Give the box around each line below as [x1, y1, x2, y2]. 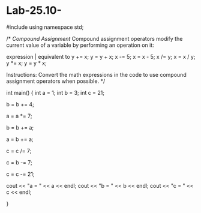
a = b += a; [6, 136, 34, 143]
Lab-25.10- [6, 4, 62, 17]
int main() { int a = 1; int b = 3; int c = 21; [6, 89, 105, 96]
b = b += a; [6, 124, 34, 131]
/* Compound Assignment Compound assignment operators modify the [6, 35, 183, 42]
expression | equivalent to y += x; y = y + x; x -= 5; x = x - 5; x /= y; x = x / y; [6, 53, 196, 60]
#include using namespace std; [6, 23, 84, 31]
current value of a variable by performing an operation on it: [6, 41, 154, 49]
